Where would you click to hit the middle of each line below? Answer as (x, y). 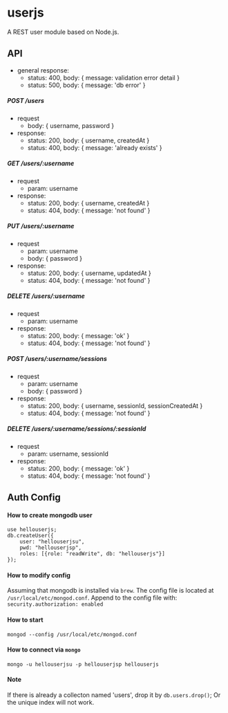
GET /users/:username (41, 163)
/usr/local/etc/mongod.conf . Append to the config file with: (92, 598)
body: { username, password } (71, 125)
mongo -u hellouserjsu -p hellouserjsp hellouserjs (83, 664)
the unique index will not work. (51, 702)
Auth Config (34, 497)
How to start (25, 620)
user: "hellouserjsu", (52, 542)
